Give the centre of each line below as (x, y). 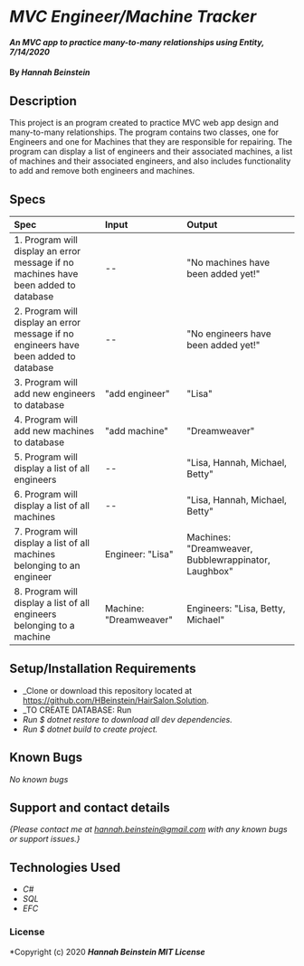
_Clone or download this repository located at (107, 690)
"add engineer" (137, 393)
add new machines (54, 431)
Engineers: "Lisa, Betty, (236, 608)
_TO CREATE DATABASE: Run (77, 710)
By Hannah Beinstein (50, 72)
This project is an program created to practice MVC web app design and (144, 123)
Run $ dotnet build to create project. (90, 729)
